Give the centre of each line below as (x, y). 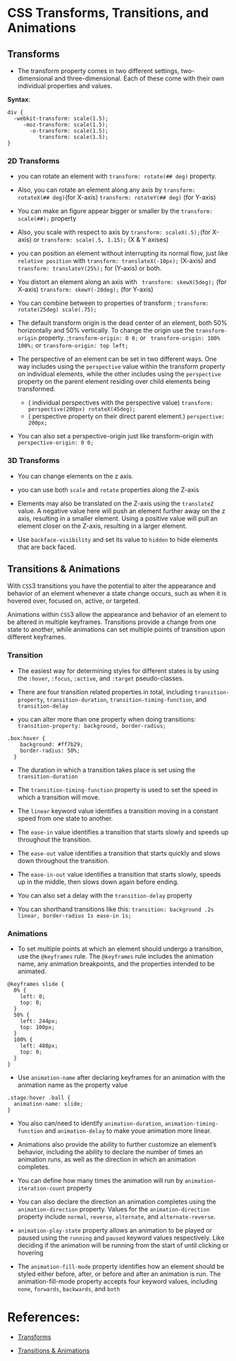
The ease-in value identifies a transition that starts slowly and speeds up (123, 832)
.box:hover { (26, 738)
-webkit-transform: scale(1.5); (61, 118)
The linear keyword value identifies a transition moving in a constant (118, 811)
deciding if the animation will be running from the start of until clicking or (123, 1245)
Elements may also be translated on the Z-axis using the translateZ (116, 503)
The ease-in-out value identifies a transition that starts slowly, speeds (119, 874)
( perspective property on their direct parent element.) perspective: (126, 417)
